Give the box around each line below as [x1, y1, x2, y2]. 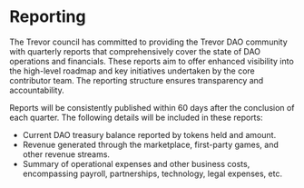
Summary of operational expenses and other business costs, [22, 158, 250, 169]
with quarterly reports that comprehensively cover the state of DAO [9, 45, 261, 56]
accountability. [9, 84, 65, 95]
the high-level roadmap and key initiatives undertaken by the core [9, 65, 256, 76]
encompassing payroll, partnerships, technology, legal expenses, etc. [22, 168, 283, 179]
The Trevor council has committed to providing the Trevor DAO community [9, 36, 288, 47]
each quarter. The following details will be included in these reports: [9, 112, 263, 123]
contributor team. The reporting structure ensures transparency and [9, 74, 264, 85]
